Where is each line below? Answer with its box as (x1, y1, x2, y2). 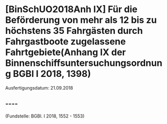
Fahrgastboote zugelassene (5, 36, 126, 48)
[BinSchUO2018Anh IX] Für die (5, 4, 138, 15)
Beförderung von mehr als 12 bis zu (5, 14, 157, 26)
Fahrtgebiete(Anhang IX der (5, 47, 126, 58)
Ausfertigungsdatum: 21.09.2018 (5, 85, 74, 91)
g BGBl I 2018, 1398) (5, 68, 91, 79)
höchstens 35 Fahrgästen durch (5, 25, 143, 36)
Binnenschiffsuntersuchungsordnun (5, 57, 162, 69)
